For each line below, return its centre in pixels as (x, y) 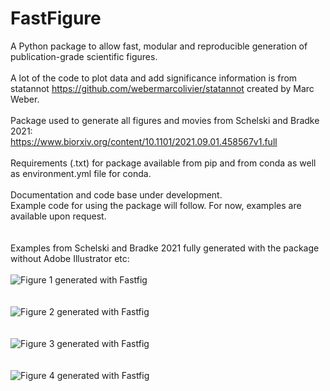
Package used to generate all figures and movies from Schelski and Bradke (165, 120)
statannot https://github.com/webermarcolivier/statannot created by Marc (162, 88)
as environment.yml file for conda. (81, 173)
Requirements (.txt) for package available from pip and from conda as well (163, 163)
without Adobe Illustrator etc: (70, 258)
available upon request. (58, 216)
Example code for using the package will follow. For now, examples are (156, 205)
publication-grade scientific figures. (84, 56)
